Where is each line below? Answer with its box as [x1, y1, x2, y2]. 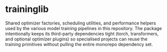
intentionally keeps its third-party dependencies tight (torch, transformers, [5, 30, 159, 36]
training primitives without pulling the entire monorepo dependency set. [5, 41, 153, 47]
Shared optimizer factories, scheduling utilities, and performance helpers [5, 20, 156, 26]
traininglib [5, 3, 49, 15]
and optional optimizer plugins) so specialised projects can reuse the [5, 36, 148, 42]
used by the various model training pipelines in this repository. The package [5, 25, 162, 31]
